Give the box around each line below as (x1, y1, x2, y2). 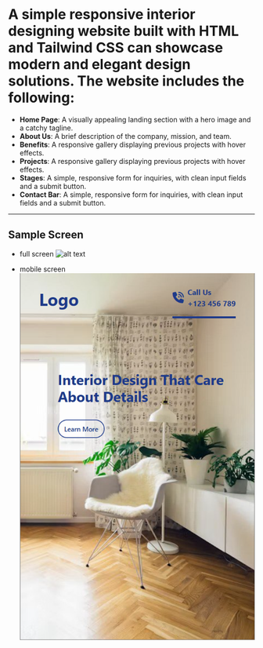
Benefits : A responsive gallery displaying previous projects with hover (19, 140, 247, 149)
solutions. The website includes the (8, 72, 245, 90)
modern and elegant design (8, 56, 191, 74)
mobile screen (19, 264, 66, 274)
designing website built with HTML (8, 22, 240, 40)
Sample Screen (8, 228, 84, 242)
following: (8, 89, 75, 107)
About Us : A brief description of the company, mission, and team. (19, 131, 232, 140)
